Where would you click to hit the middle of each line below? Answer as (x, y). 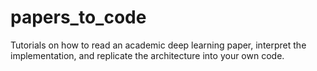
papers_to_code (78, 17)
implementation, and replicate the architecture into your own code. (147, 55)
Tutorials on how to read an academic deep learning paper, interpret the (158, 45)
